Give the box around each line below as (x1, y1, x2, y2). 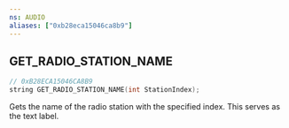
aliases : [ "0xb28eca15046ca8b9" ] (9, 21, 133, 30)
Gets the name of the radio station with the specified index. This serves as (9, 102, 281, 112)
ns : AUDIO (9, 12, 46, 22)
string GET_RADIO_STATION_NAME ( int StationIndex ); (9, 86, 200, 94)
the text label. (9, 111, 59, 122)
